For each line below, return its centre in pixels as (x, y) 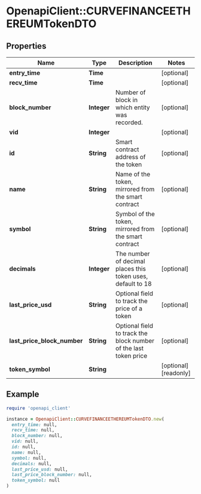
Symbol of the (135, 214)
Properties (26, 46)
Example (23, 394)
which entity (133, 107)
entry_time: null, (35, 424)
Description (135, 63)
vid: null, (25, 441)
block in (127, 100)
